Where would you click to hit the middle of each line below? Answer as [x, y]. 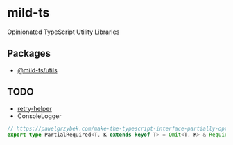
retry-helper [34, 108]
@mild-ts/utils [37, 70]
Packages [29, 54]
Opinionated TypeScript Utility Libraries [63, 32]
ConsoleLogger [39, 116]
